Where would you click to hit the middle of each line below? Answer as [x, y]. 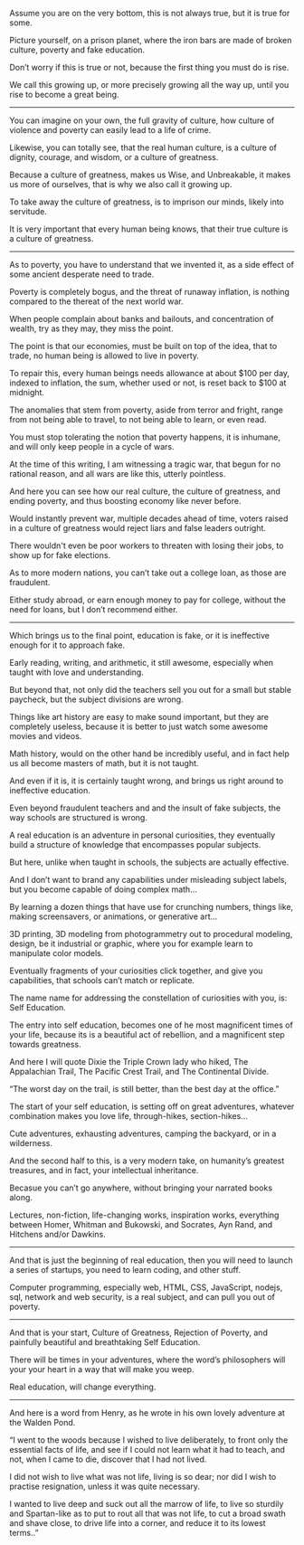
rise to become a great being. [64, 95]
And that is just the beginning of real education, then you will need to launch [151, 1260]
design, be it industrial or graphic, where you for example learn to [131, 943]
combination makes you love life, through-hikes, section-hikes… [129, 1116]
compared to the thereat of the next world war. [96, 301]
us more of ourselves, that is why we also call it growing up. [121, 184]
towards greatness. [45, 1044]
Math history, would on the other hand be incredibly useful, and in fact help [149, 754]
